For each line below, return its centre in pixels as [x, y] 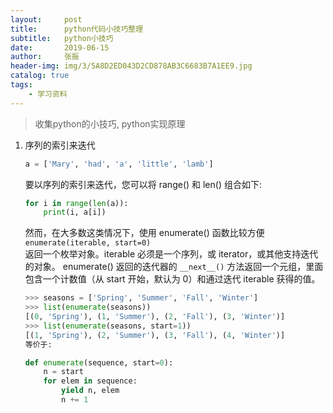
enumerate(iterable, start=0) [88, 243]
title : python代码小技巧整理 [77, 29]
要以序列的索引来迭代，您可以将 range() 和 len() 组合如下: [143, 184]
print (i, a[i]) [75, 212]
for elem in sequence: [90, 381]
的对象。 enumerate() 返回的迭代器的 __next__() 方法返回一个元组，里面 [174, 267]
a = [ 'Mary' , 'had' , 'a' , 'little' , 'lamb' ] [119, 164]
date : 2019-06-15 [60, 47]
